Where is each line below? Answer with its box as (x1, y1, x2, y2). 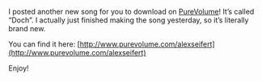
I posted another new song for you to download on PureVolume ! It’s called (8, 7, 255, 16)
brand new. (8, 24, 46, 33)
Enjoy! (8, 63, 30, 73)
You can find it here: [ (8, 39, 81, 49)
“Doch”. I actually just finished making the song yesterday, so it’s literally (8, 15, 249, 25)
